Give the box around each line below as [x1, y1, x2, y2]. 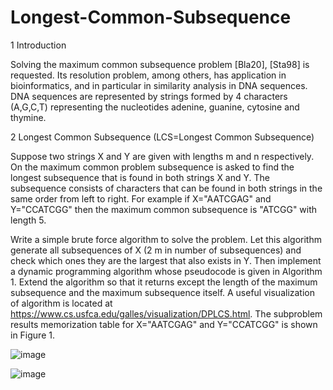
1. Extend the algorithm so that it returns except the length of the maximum [10, 276, 318, 288]
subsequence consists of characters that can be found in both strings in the [10, 182, 323, 194]
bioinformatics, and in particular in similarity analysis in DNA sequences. [10, 79, 308, 91]
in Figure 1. [10, 329, 55, 341]
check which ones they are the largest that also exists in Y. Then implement [10, 254, 322, 266]
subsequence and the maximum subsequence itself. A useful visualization [10, 286, 315, 298]
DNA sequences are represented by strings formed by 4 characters [10, 90, 288, 102]
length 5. [10, 214, 47, 226]
